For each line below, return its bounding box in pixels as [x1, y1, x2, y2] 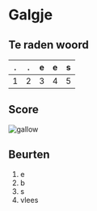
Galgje [8, 6, 53, 24]
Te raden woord [8, 38, 89, 52]
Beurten [8, 148, 50, 162]
